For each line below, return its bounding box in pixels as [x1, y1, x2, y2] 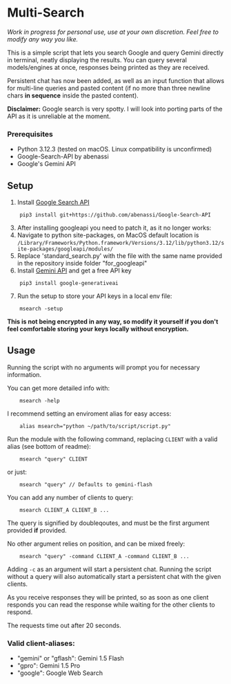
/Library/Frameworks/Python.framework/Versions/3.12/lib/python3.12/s [17, 240, 225, 247]
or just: [7, 468, 28, 476]
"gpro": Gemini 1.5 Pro [17, 662, 81, 670]
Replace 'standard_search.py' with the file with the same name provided [17, 252, 223, 260]
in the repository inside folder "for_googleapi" [17, 259, 148, 268]
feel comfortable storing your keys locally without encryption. [7, 325, 189, 333]
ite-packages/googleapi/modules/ [17, 246, 114, 253]
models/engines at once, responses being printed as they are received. [7, 63, 210, 71]
